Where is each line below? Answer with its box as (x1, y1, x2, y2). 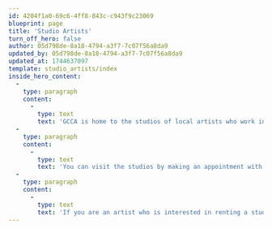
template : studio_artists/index (8, 65, 117, 73)
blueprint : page (8, 19, 63, 28)
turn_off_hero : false (8, 34, 82, 43)
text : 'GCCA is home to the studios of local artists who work (37, 118, 255, 126)
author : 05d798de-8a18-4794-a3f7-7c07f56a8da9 (8, 42, 168, 50)
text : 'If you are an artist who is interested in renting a (37, 208, 249, 216)
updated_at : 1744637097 (8, 58, 89, 66)
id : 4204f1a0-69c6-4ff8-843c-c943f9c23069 (8, 11, 154, 20)
